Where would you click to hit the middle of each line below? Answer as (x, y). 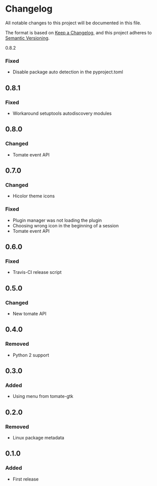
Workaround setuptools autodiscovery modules (62, 113)
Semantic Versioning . (27, 38)
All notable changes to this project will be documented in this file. (73, 23)
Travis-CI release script (37, 272)
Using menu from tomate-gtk (43, 396)
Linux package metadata (38, 438)
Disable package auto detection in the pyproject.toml (68, 72)
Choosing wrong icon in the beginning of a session (66, 225)
